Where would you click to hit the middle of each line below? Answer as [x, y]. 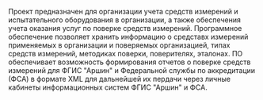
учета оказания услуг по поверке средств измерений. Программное [125, 28]
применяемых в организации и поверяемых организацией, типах [119, 45]
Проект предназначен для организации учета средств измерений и [124, 12]
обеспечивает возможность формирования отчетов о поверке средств [130, 62]
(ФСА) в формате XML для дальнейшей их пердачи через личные [120, 79]
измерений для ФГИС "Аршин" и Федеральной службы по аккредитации [132, 70]
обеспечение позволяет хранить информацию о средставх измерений [128, 37]
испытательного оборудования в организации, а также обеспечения [125, 20]
